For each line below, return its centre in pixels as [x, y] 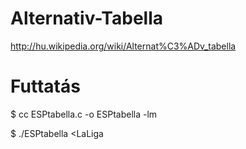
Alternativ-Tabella [86, 18]
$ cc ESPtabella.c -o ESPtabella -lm [84, 114]
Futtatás [45, 86]
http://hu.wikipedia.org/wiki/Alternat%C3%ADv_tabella [123, 46]
